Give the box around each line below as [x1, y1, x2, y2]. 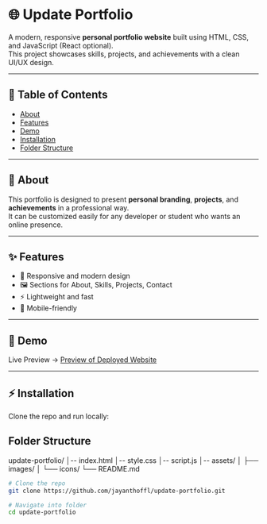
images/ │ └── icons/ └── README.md [8, 464, 141, 473]
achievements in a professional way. [8, 202, 130, 212]
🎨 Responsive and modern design [19, 272, 131, 281]
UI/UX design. [8, 57, 54, 67]
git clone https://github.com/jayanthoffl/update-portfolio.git [8, 487, 226, 495]
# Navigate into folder [8, 501, 87, 509]
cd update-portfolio [8, 508, 77, 517]
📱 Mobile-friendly [19, 303, 78, 313]
